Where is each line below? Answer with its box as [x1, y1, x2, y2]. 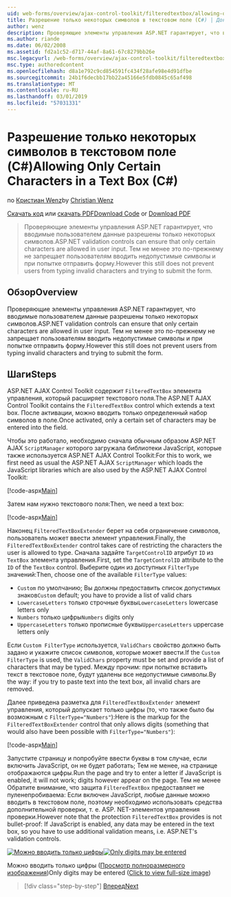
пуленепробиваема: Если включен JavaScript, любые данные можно [7, 791, 210, 799]
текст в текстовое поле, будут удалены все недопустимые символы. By [7, 671, 217, 679]
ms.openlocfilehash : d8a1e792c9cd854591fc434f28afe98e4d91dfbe [7, 67, 192, 74]
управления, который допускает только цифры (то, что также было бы [7, 706, 214, 714]
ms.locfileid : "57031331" [7, 100, 81, 107]
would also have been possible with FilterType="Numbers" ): [7, 728, 175, 736]
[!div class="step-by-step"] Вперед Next [23, 882, 139, 890]
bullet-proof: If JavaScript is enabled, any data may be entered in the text [7, 820, 214, 828]
